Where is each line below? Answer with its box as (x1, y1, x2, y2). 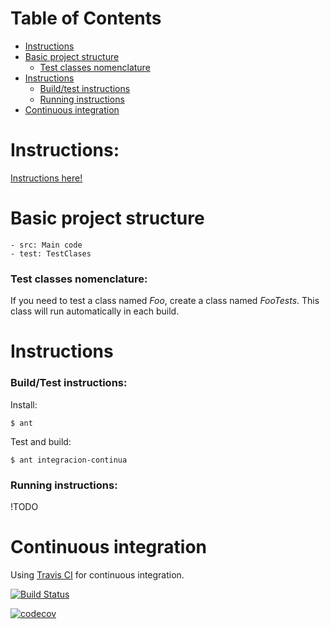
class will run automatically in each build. (10, 305, 180, 317)
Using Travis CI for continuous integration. (10, 568, 185, 581)
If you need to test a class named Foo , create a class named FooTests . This (10, 295, 320, 307)
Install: (10, 398, 38, 411)
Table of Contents (10, 7, 162, 30)
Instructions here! (10, 172, 83, 184)
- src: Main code (10, 240, 83, 250)
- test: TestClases (10, 248, 92, 259)
